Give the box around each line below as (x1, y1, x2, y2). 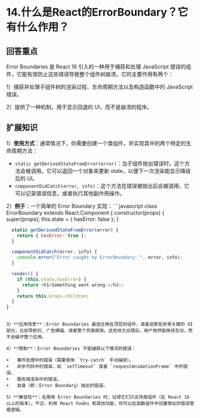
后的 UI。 (14, 175, 38, 182)
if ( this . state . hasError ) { (17, 276, 87, 282)
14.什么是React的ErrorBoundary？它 (6, 5, 188, 19)
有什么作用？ (6, 20, 70, 34)
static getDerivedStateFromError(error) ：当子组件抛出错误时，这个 (14, 160, 185, 167)
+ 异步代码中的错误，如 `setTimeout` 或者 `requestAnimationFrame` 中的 (6, 364, 184, 370)
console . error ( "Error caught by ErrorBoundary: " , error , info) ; (17, 255, 183, 261)
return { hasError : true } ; (17, 233, 87, 239)
